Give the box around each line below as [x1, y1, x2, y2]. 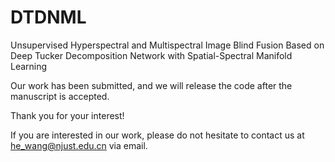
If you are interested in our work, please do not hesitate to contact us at [10, 129, 305, 141]
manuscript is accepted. [10, 90, 110, 102]
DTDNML [10, 6, 87, 29]
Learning [10, 60, 48, 72]
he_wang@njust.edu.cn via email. [10, 139, 148, 151]
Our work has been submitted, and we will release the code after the [10, 79, 293, 91]
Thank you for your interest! [10, 109, 125, 121]
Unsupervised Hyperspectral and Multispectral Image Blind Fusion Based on [10, 39, 325, 51]
